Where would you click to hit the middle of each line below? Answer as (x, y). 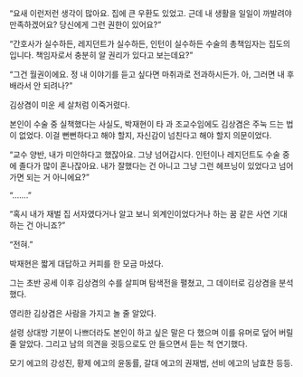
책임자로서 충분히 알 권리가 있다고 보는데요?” (114, 55)
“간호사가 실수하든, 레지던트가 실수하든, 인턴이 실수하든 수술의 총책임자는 (138, 44)
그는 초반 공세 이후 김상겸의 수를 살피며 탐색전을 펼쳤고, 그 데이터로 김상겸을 (143, 283)
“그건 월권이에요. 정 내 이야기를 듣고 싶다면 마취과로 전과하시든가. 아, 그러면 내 (147, 74)
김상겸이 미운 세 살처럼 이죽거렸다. (70, 105)
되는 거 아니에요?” (58, 177)
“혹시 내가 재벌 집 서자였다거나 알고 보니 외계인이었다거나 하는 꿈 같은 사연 (140, 214)
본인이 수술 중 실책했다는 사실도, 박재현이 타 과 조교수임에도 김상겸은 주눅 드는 (147, 124)
